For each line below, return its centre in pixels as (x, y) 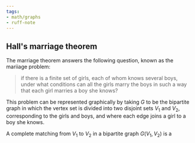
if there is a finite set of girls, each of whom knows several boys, (99, 78)
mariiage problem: (28, 67)
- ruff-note (21, 22)
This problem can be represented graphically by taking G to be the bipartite (98, 102)
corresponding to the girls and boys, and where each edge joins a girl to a (96, 116)
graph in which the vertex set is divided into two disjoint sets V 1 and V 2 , (93, 109)
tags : (13, 11)
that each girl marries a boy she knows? (69, 91)
